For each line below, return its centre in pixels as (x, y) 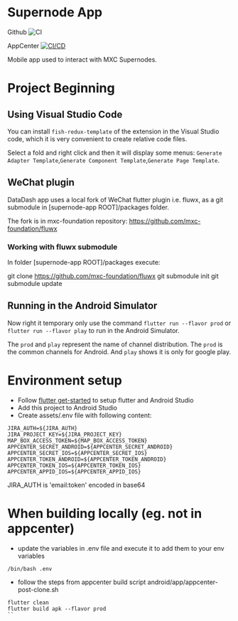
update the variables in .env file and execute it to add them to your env (121, 548)
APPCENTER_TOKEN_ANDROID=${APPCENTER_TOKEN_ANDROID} (87, 459)
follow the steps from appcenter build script (82, 582)
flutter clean (28, 603)
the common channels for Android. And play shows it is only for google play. (119, 351)
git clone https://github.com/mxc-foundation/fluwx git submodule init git (113, 276)
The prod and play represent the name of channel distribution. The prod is (115, 344)
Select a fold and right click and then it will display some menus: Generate (115, 153)
